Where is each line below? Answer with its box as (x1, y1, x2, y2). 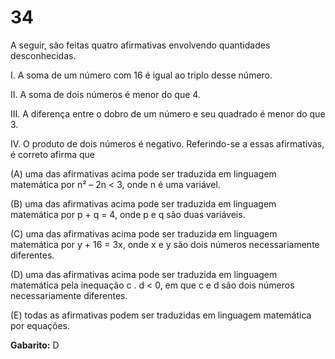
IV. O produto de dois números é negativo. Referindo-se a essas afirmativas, (10, 137, 325, 150)
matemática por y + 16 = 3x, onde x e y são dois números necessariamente (10, 238, 320, 250)
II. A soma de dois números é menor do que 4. (10, 88, 201, 100)
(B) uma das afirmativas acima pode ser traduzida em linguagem (10, 197, 277, 210)
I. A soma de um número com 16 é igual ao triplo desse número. (10, 69, 273, 81)
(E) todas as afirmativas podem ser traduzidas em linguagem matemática (10, 309, 312, 321)
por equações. (10, 319, 71, 331)
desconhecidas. (10, 49, 77, 61)
